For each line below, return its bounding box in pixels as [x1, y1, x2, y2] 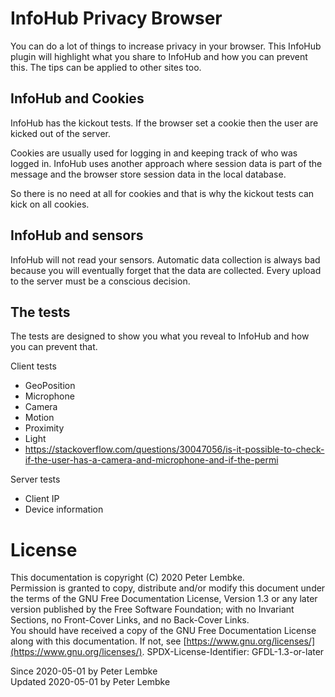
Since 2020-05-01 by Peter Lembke [10, 665, 158, 677]
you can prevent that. [10, 341, 98, 353]
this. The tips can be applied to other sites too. [10, 61, 202, 73]
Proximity [24, 422, 65, 434]
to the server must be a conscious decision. [10, 275, 191, 287]
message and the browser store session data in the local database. [10, 168, 287, 180]
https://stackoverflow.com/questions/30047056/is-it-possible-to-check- [24, 443, 325, 456]
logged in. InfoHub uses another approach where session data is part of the [10, 157, 323, 169]
